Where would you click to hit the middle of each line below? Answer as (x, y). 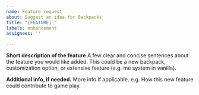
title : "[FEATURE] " (32, 22)
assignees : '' (24, 34)
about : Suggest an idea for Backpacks (54, 17)
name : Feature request (34, 12)
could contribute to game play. (44, 86)
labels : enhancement (32, 28)
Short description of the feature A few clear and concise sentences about (97, 55)
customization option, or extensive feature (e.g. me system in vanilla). (91, 68)
